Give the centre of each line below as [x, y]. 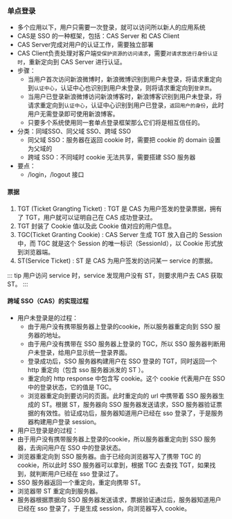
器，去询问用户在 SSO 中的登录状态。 [71, 448]
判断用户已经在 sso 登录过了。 [79, 473]
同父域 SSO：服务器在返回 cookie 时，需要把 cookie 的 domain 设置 [124, 140]
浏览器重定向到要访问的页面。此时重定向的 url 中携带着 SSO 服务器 [123, 396]
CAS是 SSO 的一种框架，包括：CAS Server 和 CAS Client [98, 36]
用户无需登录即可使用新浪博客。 [73, 114]
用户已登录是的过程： [47, 430]
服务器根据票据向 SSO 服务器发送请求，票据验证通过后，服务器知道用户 [119, 500]
